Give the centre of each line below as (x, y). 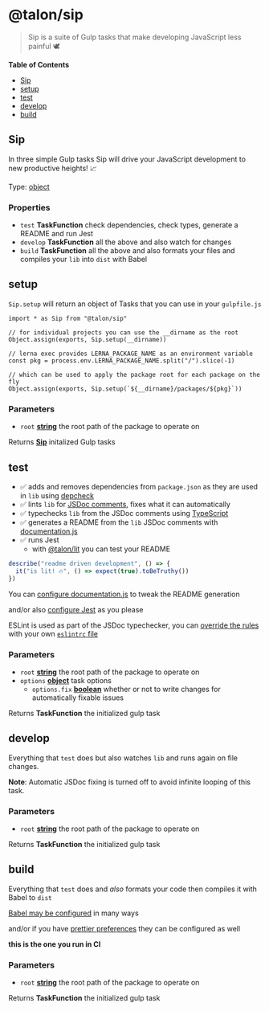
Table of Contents (39, 64)
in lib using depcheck (57, 495)
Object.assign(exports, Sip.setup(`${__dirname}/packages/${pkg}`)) (125, 389)
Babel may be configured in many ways (73, 913)
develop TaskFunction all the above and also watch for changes (126, 242)
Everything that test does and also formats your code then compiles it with (132, 889)
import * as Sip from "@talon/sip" (68, 318)
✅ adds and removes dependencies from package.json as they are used (139, 486)
